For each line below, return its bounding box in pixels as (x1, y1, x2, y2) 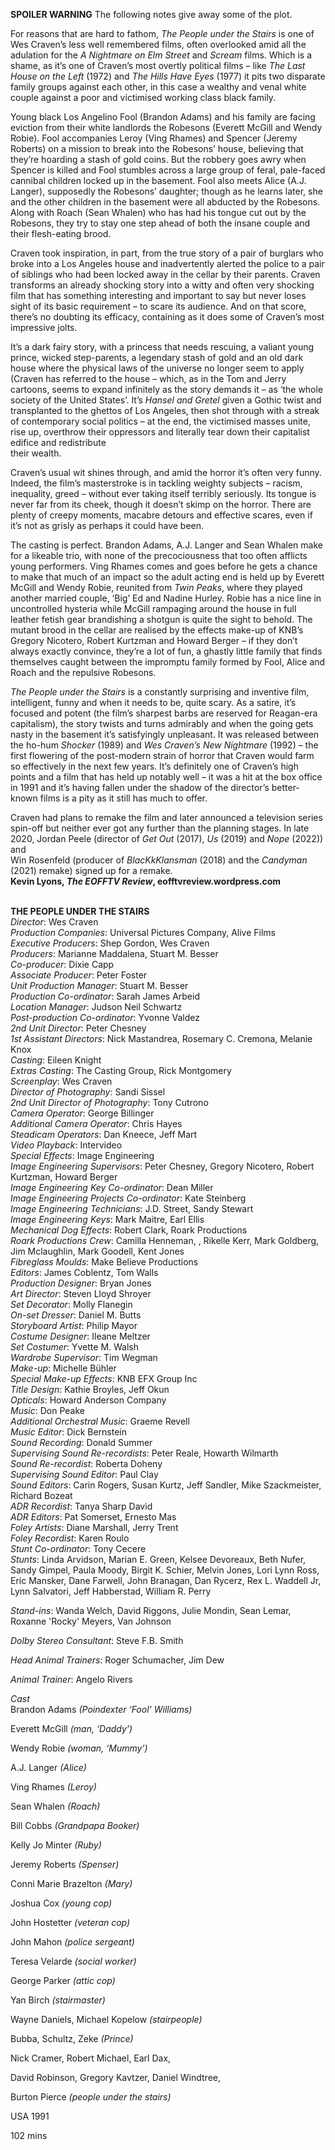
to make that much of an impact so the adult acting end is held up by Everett (10, 571, 325, 583)
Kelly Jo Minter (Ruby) (10, 1839, 102, 1851)
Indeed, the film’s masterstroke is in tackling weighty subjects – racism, (10, 477, 303, 489)
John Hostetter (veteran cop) (10, 1917, 131, 1928)
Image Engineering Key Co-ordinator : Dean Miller (10, 1182, 214, 1193)
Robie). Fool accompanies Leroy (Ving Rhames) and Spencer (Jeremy (10, 132, 298, 144)
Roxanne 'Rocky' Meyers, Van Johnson (10, 1615, 172, 1627)
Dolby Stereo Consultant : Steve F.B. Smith (10, 1635, 184, 1646)
